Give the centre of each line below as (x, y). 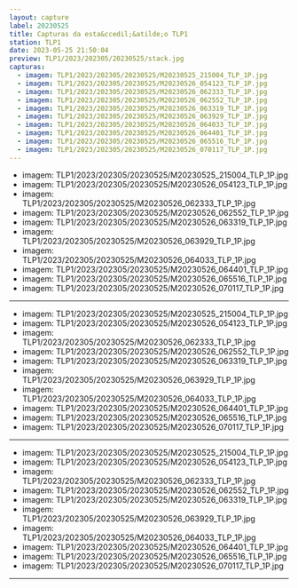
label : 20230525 (39, 26)
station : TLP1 (35, 42)
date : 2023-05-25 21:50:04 (59, 51)
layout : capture (39, 17)
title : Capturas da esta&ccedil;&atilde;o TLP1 (99, 34)
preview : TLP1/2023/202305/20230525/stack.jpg (97, 59)
